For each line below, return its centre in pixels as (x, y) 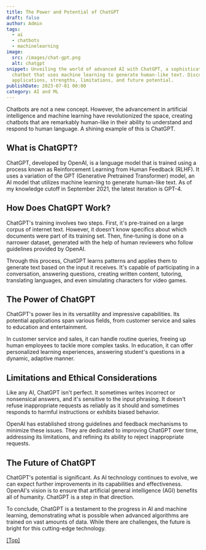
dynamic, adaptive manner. (41, 358)
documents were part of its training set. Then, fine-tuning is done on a (95, 236)
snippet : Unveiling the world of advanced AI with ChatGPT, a (87, 69)
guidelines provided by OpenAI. (46, 249)
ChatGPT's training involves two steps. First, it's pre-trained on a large (95, 223)
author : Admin (25, 23)
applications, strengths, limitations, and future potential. (93, 80)
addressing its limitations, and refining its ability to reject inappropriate (95, 437)
